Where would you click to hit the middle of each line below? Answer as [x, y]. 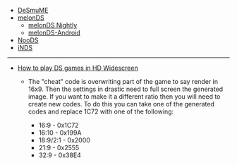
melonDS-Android [54, 32]
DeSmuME [33, 10]
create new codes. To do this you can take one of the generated [121, 104]
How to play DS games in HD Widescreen [78, 68]
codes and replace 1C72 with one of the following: [101, 111]
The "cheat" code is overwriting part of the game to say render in [123, 81]
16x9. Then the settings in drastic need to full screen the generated [126, 89]
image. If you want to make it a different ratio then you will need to [124, 97]
